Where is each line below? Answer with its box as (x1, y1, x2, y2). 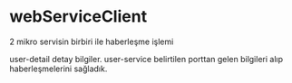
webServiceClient (9, 6, 148, 27)
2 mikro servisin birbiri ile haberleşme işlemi (9, 36, 174, 47)
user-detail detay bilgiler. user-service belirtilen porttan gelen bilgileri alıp (9, 53, 284, 64)
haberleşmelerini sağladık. (9, 63, 108, 74)
